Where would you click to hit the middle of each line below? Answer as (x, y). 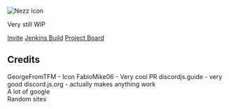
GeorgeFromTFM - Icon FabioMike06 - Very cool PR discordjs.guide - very (115, 76)
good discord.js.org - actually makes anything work (82, 84)
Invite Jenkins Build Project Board (56, 38)
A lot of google (29, 92)
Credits (24, 60)
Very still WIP (26, 24)
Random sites (27, 99)
